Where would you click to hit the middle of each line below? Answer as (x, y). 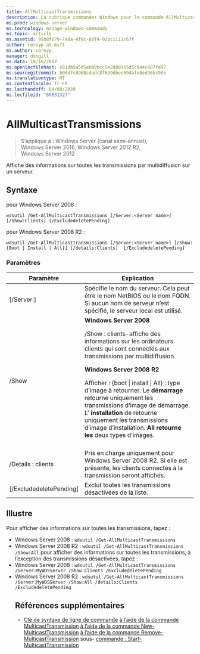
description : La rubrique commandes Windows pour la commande (85, 17)
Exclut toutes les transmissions (127, 485)
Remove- (152, 633)
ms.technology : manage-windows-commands (57, 28)
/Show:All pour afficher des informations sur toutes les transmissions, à (103, 552)
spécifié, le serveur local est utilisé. (133, 311)
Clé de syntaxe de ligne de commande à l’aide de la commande (101, 620)
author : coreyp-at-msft (36, 45)
